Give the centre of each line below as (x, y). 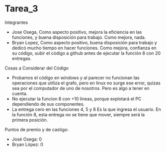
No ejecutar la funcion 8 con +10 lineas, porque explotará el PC (77, 99)
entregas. (22, 58)
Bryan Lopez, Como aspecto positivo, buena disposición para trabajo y (84, 42)
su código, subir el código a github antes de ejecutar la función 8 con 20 (86, 53)
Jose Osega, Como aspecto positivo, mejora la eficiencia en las (77, 32)
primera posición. (30, 120)
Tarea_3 (21, 9)
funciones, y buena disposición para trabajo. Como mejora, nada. (79, 37)
